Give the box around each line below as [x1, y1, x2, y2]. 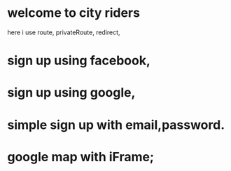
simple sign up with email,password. [7, 117, 225, 132]
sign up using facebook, [7, 53, 150, 69]
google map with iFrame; [7, 149, 155, 165]
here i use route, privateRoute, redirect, [7, 28, 120, 36]
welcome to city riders [7, 5, 140, 21]
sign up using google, [7, 85, 136, 101]
